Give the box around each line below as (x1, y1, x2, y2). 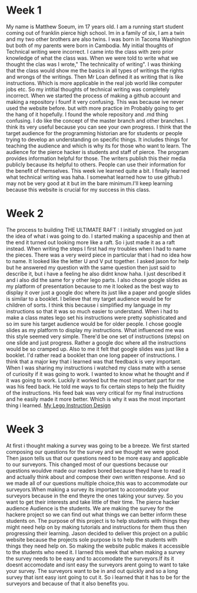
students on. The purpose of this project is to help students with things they (6, 517, 190, 524)
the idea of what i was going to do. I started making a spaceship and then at (6, 232, 190, 240)
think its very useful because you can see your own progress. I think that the (6, 123, 192, 130)
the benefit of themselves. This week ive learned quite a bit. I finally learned (6, 167, 190, 174)
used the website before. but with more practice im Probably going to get (6, 104, 183, 112)
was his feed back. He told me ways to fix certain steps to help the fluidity (6, 383, 185, 390)
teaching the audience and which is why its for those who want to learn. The (6, 142, 191, 149)
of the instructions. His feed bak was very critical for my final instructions (6, 389, 183, 396)
